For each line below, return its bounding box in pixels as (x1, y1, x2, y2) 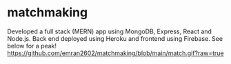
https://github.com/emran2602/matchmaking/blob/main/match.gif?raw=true (7, 49, 224, 57)
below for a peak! (7, 42, 57, 50)
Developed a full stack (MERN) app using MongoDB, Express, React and (7, 27, 212, 35)
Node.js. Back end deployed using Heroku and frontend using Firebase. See (7, 34, 223, 42)
